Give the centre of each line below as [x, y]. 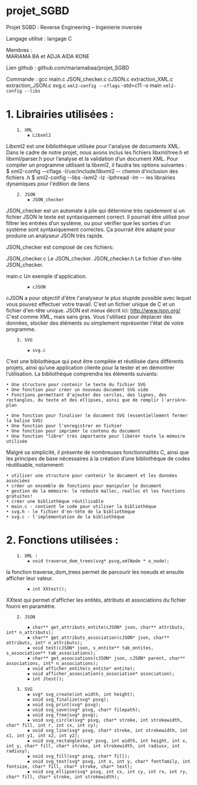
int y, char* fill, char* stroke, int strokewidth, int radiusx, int [93, 746]
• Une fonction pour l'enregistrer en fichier [64, 426]
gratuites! [19, 496]
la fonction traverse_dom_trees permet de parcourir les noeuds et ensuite [95, 572]
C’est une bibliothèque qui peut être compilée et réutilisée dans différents [95, 361]
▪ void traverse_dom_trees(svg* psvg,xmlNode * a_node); [98, 561]
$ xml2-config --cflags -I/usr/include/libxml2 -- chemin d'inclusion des [92, 171]
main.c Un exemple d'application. [46, 276]
